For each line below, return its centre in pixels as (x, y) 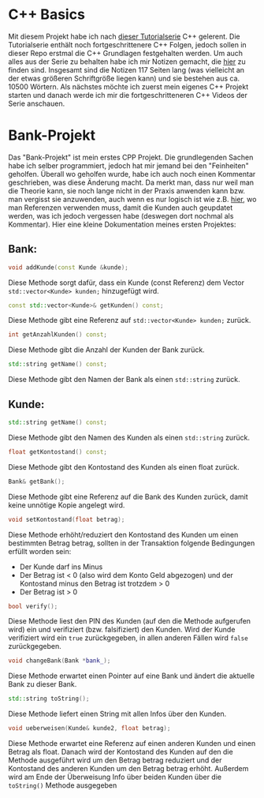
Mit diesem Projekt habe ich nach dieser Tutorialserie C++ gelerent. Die (124, 36)
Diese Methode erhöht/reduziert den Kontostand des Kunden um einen (123, 534)
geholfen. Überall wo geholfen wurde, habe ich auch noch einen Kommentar (132, 174)
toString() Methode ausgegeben (63, 785)
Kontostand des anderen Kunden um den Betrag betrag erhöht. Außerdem (128, 768)
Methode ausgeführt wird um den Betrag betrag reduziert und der (115, 760)
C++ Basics (46, 15)
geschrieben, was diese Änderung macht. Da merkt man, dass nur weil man (131, 182)
